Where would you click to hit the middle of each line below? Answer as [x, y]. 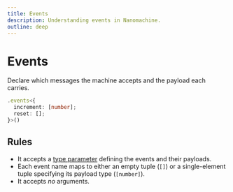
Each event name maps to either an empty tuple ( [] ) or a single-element [121, 166]
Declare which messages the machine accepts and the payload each [107, 80]
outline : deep [28, 27]
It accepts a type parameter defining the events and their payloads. [114, 158]
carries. [18, 88]
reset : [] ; [29, 114]
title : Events [28, 14]
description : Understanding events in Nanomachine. [84, 20]
